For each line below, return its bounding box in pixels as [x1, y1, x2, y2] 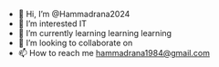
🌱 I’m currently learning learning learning [17, 28, 172, 38]
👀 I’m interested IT [17, 18, 88, 29]
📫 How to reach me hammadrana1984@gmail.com [17, 48, 210, 58]
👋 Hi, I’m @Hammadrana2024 [17, 9, 130, 19]
